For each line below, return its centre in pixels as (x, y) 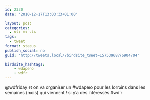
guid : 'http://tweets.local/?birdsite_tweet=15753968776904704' (72, 55)
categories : (17, 28)
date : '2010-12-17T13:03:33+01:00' (42, 14)
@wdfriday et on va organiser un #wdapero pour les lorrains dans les (75, 87)
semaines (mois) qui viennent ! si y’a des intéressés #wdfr (64, 93)
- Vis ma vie (23, 33)
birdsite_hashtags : (25, 64)
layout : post (18, 23)
